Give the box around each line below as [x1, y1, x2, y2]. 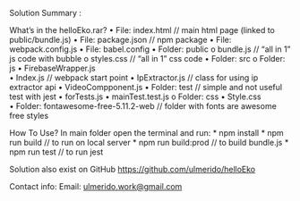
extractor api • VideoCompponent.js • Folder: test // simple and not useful [9, 82, 283, 92]
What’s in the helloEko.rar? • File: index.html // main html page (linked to [9, 25, 275, 35]
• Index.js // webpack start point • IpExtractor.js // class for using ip [9, 72, 259, 83]
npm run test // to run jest [9, 147, 104, 157]
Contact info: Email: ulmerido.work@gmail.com [9, 181, 183, 191]
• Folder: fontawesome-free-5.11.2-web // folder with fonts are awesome [9, 101, 278, 111]
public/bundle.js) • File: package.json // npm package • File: [9, 35, 232, 45]
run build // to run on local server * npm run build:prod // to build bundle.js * [9, 138, 289, 147]
